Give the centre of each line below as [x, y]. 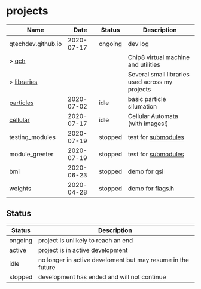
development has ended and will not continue [102, 277]
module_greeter [31, 154]
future [47, 267]
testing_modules [32, 137]
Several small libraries [159, 74]
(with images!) [148, 124]
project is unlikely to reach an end [86, 240]
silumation [142, 106]
